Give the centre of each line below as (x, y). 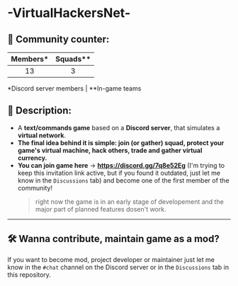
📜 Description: (40, 111)
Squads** (73, 59)
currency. (32, 158)
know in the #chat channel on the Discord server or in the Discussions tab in (118, 267)
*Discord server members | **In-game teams (74, 88)
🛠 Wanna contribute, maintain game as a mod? (113, 239)
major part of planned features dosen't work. (101, 209)
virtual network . (41, 135)
